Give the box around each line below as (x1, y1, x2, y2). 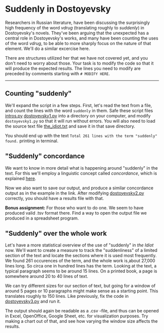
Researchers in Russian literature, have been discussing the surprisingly (5, 20, 150, 25)
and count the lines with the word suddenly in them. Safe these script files (5, 108, 153, 113)
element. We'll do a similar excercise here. (5, 45, 90, 51)
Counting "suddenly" (5, 89, 72, 98)
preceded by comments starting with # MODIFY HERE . (5, 70, 110, 76)
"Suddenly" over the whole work (5, 229, 107, 238)
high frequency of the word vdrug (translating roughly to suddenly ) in (5, 24, 144, 30)
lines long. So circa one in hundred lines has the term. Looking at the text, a (5, 263, 157, 269)
